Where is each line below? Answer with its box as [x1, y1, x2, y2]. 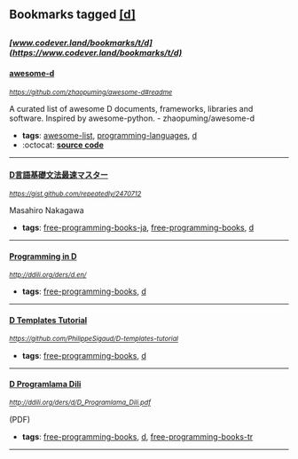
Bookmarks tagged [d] [9, 7, 136, 22]
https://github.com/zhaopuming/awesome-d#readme [9, 88, 173, 97]
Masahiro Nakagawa [9, 205, 84, 216]
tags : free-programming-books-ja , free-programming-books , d [21, 222, 255, 233]
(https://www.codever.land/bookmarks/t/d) [9, 47, 183, 59]
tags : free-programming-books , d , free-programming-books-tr [21, 431, 254, 442]
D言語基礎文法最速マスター [9, 169, 109, 180]
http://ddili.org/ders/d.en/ [9, 271, 87, 280]
